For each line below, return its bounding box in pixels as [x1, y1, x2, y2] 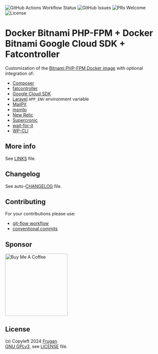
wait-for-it [12, 122, 33, 128]
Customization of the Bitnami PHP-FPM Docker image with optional [5, 65, 143, 71]
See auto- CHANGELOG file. [5, 183, 62, 189]
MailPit [12, 101, 26, 107]
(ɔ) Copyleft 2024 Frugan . [5, 338, 59, 344]
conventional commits [12, 226, 58, 232]
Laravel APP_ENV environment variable [12, 96, 89, 102]
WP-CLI [12, 128, 29, 134]
